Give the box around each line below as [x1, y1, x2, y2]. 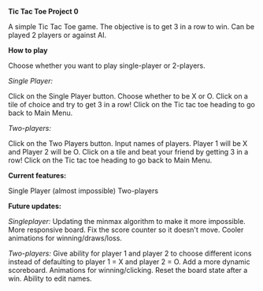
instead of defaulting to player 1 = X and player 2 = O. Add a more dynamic [8, 257, 250, 267]
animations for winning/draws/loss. [8, 233, 122, 243]
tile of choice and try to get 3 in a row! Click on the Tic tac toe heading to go [8, 100, 256, 109]
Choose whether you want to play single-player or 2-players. [8, 61, 206, 70]
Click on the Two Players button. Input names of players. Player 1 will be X [8, 139, 248, 148]
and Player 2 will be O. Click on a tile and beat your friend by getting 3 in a [8, 147, 249, 156]
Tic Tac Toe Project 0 [8, 7, 79, 16]
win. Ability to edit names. [8, 274, 92, 283]
